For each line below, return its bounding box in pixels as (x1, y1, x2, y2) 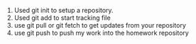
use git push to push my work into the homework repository (13, 28, 190, 37)
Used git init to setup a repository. (13, 6, 114, 14)
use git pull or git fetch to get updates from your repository (13, 21, 187, 29)
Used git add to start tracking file (13, 13, 111, 22)
